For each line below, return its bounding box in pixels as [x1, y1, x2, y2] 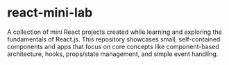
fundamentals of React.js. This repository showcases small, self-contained [7, 35, 221, 43]
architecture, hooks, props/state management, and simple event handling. [7, 50, 219, 58]
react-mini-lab [7, 5, 93, 21]
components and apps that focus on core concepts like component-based [7, 42, 220, 50]
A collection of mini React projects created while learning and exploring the [7, 28, 222, 36]
